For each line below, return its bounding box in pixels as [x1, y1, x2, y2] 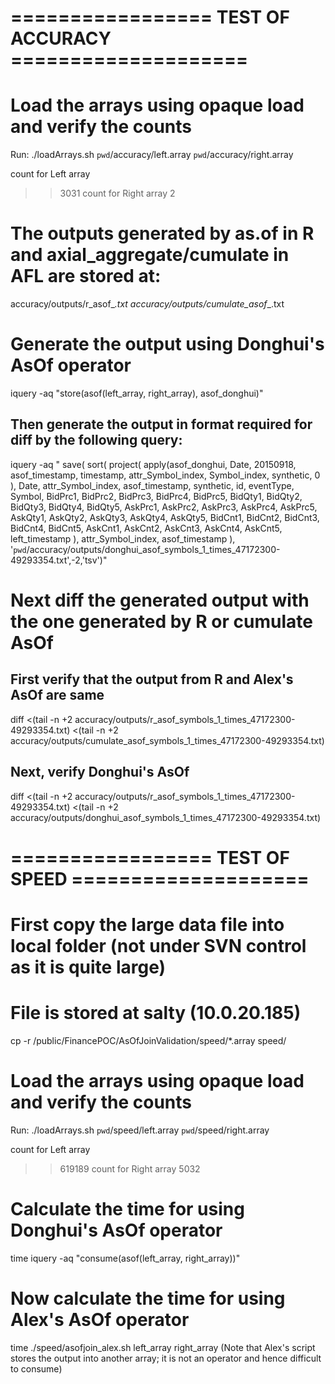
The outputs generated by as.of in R [10, 222, 315, 245]
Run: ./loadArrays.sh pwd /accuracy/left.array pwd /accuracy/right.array [10, 149, 294, 161]
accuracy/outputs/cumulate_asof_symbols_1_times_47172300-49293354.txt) [10, 734, 325, 746]
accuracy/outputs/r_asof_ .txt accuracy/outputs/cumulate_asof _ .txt [10, 298, 285, 310]
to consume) [10, 1362, 63, 1375]
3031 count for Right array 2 [59, 187, 176, 200]
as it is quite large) [10, 956, 167, 978]
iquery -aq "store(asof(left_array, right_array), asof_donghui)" [10, 387, 264, 399]
